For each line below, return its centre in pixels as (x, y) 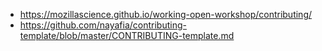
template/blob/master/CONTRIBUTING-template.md (127, 35)
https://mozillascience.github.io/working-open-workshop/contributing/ (166, 14)
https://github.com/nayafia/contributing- (103, 25)
